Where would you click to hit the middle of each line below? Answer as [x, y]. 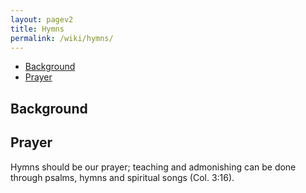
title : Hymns [37, 29]
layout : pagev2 [42, 19]
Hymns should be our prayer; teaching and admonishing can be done [153, 167]
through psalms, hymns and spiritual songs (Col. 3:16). [122, 177]
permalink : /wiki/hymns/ [62, 38]
